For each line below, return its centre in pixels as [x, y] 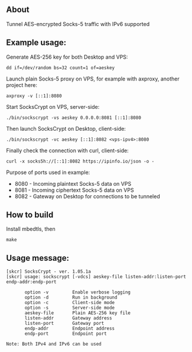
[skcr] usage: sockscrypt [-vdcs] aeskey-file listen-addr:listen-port [96, 277]
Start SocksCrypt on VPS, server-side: [53, 106]
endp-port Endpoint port [66, 334]
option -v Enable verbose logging [78, 292]
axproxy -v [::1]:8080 [34, 96]
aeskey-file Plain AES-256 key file [78, 313]
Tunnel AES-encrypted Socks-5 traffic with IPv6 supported [78, 24]
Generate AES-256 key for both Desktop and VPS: [67, 57]
